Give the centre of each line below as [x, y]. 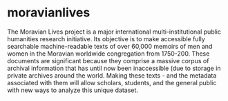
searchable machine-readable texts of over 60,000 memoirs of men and [110, 46]
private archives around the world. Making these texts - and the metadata [112, 75]
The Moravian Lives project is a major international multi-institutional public [114, 32]
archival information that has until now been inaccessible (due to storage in [114, 68]
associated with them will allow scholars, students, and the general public [112, 82]
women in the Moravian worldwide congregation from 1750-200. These [108, 54]
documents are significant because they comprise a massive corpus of [108, 60]
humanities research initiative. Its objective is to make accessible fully [106, 38]
